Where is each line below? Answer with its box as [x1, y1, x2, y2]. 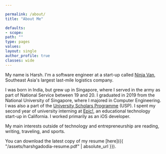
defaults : [5, 25, 26, 30]
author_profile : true [5, 53, 50, 58]
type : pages [5, 39, 30, 44]
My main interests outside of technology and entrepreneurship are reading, [5, 123, 160, 129]
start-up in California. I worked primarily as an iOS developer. [5, 113, 131, 119]
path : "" [5, 34, 23, 40]
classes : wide [5, 58, 35, 63]
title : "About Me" [5, 16, 43, 21]
